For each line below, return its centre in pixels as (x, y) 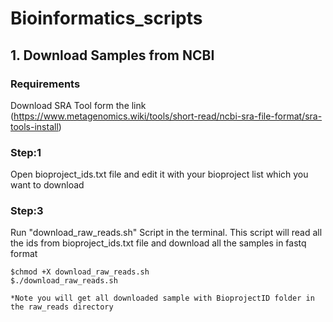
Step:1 (26, 152)
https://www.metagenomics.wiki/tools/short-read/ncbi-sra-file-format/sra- (168, 116)
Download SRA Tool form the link (78, 105)
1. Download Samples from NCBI (112, 55)
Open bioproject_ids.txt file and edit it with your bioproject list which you (159, 174)
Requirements (45, 84)
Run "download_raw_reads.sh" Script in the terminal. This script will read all (166, 233)
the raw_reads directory (62, 307)
